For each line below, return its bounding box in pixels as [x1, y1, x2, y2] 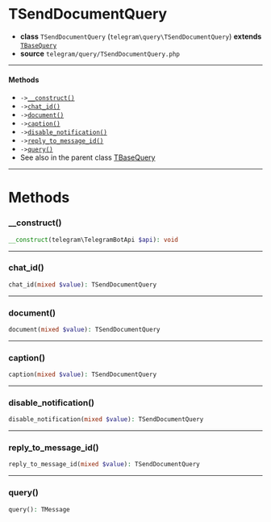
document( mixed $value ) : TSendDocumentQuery [8, 325, 161, 333]
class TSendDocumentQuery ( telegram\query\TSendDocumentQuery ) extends [19, 31, 262, 41]
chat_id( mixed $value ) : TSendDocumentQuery [8, 280, 157, 289]
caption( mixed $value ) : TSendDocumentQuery [8, 370, 157, 379]
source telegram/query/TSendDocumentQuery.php [19, 48, 180, 58]
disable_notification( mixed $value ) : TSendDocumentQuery [8, 416, 204, 424]
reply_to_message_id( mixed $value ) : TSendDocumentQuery [8, 461, 200, 469]
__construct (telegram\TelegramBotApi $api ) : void [8, 236, 179, 244]
